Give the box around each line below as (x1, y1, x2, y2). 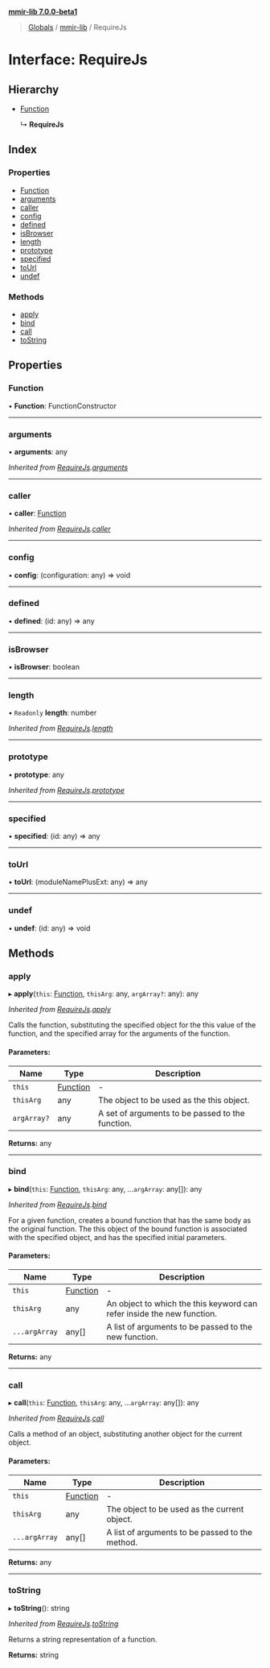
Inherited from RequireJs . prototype (8, 785, 125, 795)
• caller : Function (8, 508, 67, 518)
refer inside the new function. (106, 1309, 218, 1320)
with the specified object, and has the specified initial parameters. (8, 1232, 227, 1242)
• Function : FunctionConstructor (8, 400, 117, 410)
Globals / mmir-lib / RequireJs (27, 23, 127, 31)
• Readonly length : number (8, 708, 97, 718)
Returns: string (8, 1649, 59, 1659)
